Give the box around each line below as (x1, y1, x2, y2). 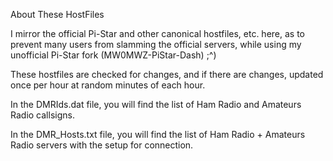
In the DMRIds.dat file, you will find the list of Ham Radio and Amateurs (10, 99, 302, 110)
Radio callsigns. (10, 109, 75, 121)
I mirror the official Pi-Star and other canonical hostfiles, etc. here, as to (10, 28, 306, 39)
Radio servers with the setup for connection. (10, 139, 194, 151)
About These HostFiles (10, 9, 105, 20)
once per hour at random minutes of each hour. (10, 79, 206, 91)
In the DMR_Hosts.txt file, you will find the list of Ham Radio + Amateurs (10, 129, 306, 140)
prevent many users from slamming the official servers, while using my (10, 39, 302, 50)
